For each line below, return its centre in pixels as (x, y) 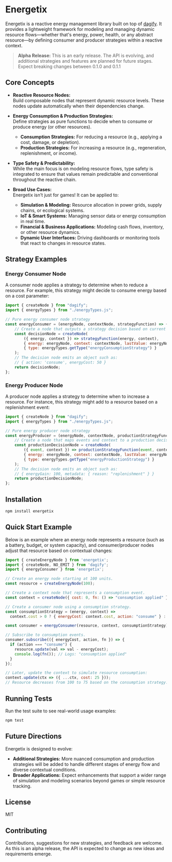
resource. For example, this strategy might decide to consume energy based (86, 290)
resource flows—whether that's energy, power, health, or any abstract (79, 34)
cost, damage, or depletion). (50, 142)
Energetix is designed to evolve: (39, 748)
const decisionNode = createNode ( (51, 334)
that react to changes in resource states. (63, 243)
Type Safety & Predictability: (44, 163)
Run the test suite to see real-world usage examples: (61, 711)
